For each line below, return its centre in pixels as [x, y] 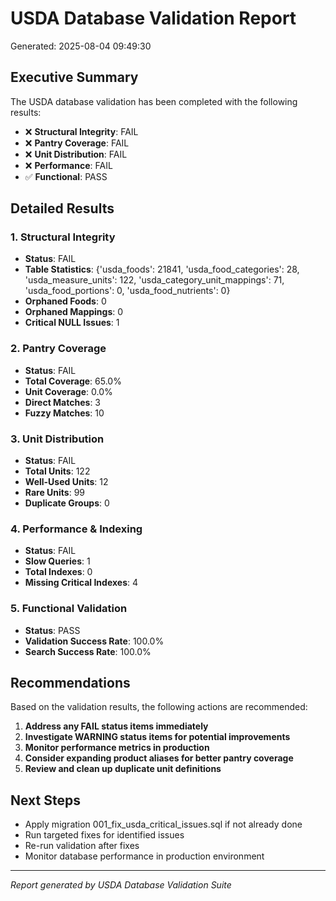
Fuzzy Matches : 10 [64, 413]
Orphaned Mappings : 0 [74, 312]
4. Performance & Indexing [76, 529]
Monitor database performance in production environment [144, 856]
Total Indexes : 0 [58, 572]
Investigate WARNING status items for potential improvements [157, 737]
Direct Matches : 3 [62, 402]
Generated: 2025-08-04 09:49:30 [81, 46]
